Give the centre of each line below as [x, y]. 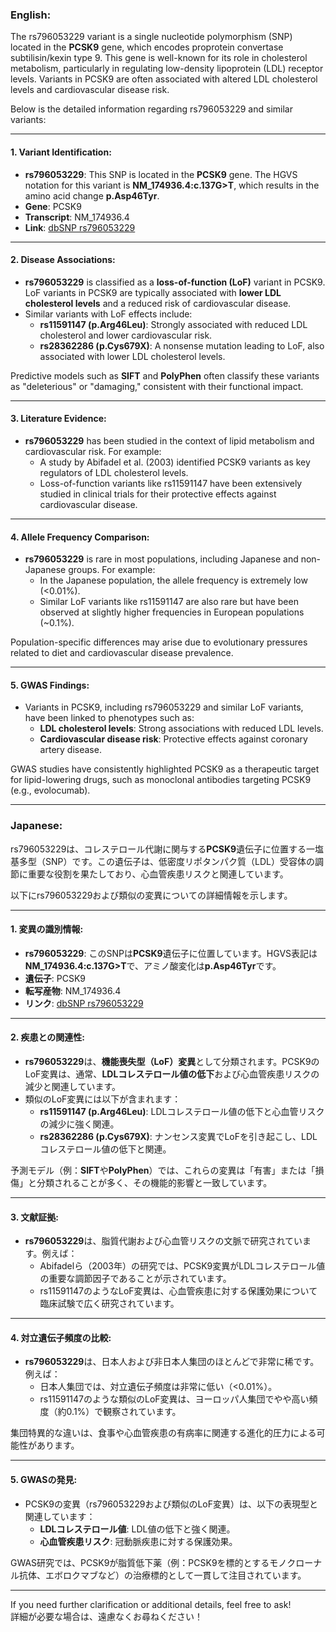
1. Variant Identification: [61, 152]
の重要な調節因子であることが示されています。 [135, 1279]
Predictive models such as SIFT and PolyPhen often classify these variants [165, 375]
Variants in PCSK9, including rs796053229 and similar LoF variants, [164, 707]
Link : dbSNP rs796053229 [80, 227]
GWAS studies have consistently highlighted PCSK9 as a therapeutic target [165, 769]
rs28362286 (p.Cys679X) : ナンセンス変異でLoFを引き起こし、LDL [178, 1137]
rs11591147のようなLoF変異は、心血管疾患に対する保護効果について [178, 1291]
